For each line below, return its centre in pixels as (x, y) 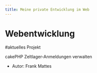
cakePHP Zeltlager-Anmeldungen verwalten (49, 56)
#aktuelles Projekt (23, 47)
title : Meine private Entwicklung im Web (47, 9)
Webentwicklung (40, 33)
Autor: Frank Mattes (32, 66)
